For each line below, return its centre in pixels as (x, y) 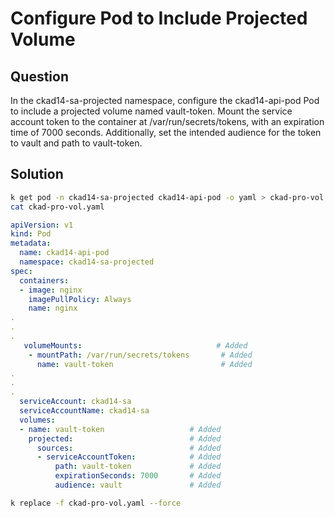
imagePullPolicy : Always (80, 299)
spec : (21, 271)
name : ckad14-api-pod (64, 253)
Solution (37, 174)
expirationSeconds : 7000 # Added (138, 476)
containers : (44, 280)
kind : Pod (31, 234)
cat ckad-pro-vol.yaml (57, 207)
